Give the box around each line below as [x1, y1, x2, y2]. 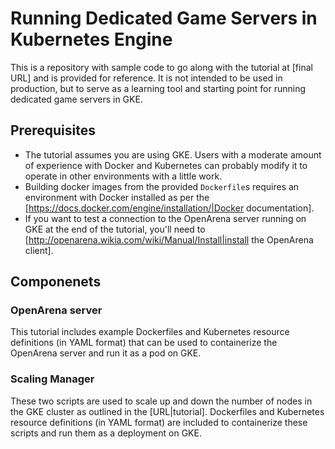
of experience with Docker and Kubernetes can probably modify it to [24, 159, 308, 171]
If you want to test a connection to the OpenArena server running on [24, 212, 307, 224]
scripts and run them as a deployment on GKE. [10, 427, 202, 439]
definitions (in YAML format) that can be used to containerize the [10, 337, 278, 349]
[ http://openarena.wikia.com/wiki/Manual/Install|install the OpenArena [24, 233, 314, 246]
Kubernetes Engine [10, 28, 173, 51]
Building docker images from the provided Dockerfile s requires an [24, 180, 300, 192]
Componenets [10, 273, 102, 291]
